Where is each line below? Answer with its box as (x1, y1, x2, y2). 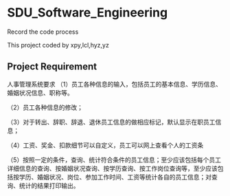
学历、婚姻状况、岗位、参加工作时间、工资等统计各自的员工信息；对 (19, 173, 211, 181)
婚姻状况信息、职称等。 (7, 88, 73, 97)
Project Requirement (7, 61, 97, 73)
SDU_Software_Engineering (7, 5, 168, 21)
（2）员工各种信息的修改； (7, 103, 84, 111)
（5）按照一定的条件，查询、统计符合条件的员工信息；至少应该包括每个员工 (7, 155, 222, 164)
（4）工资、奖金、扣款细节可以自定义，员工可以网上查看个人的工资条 (7, 141, 204, 149)
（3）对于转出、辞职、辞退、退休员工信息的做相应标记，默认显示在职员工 (7, 118, 216, 126)
